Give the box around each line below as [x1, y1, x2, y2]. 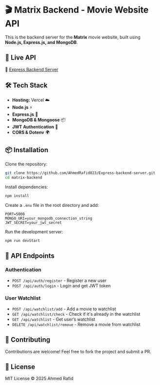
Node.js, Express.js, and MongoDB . [5, 39, 78, 45]
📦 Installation [5, 145, 49, 154]
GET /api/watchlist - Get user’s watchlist [12, 316, 96, 322]
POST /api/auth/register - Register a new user [12, 277, 107, 284]
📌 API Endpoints [5, 252, 55, 260]
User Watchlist [5, 295, 41, 302]
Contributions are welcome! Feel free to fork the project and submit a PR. [5, 348, 152, 354]
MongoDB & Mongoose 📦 [12, 117, 66, 122]
